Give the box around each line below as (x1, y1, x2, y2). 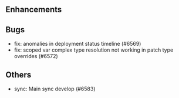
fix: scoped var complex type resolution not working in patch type (13, 46, 174, 53)
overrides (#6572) (13, 53, 58, 60)
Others (5, 70, 32, 80)
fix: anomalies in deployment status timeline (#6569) (13, 40, 141, 48)
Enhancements (5, 5, 62, 15)
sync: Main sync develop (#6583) (13, 85, 96, 93)
